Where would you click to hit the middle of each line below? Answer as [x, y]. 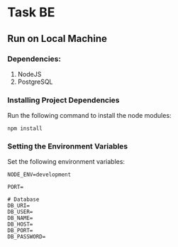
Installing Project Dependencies [63, 100]
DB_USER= [20, 212]
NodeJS [29, 74]
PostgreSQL [35, 82]
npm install [25, 128]
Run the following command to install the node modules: [89, 116]
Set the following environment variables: [66, 162]
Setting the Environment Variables [68, 146]
